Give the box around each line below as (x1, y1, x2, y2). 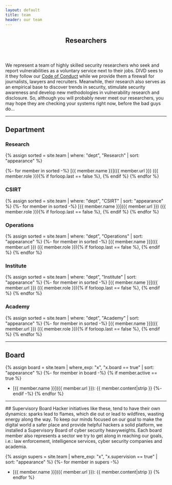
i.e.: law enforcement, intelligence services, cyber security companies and (5, 438, 162, 444)
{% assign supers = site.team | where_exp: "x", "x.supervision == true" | (5, 454, 158, 460)
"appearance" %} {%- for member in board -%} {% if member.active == (5, 370, 158, 376)
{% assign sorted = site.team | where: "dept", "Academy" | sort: (5, 315, 140, 321)
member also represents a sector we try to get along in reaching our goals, (5, 433, 163, 439)
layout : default (5, 7, 40, 13)
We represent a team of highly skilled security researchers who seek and (5, 62, 160, 68)
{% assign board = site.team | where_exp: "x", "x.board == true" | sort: (5, 364, 155, 371)
